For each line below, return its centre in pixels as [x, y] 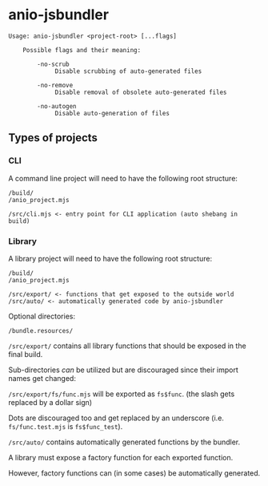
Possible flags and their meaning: [82, 50]
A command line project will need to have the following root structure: [123, 178]
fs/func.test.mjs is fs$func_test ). [66, 426]
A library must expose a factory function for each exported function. [121, 457]
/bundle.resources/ [41, 330]
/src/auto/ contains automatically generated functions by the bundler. [124, 442]
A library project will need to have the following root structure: [110, 258]
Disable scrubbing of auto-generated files [128, 71]
